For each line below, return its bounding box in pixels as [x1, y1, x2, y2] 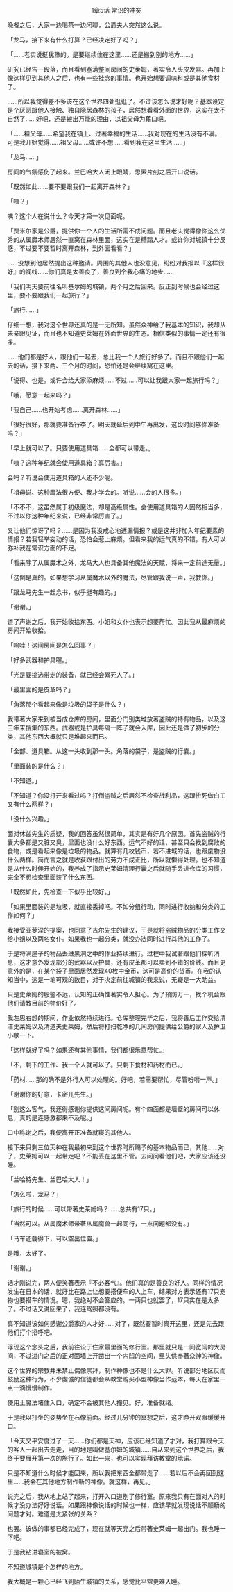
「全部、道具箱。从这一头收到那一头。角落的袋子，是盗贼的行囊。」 [7, 747, 199, 755]
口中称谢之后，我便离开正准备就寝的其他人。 [7, 1129, 135, 1136]
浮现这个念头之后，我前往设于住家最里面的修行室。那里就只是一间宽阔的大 [7, 1343, 220, 1351]
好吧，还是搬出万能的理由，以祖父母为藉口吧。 [35, 115, 170, 123]
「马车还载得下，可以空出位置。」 [7, 1234, 102, 1242]
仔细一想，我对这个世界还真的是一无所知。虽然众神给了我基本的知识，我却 [7, 320, 220, 329]
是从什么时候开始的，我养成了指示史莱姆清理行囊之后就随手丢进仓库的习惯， [7, 864, 226, 872]
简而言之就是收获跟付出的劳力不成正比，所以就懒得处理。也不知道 [37, 855, 226, 864]
